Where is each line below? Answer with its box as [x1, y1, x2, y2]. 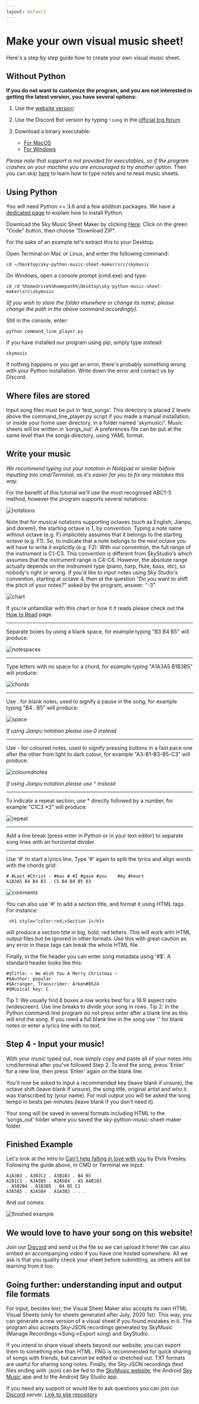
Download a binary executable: [14, 128, 91, 135]
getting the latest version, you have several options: [6, 93, 137, 100]
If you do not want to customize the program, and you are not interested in [6, 87, 192, 94]
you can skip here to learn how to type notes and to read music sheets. [6, 170, 179, 177]
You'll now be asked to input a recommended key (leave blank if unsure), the [6, 1079, 193, 1086]
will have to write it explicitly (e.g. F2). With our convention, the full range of [6, 544, 191, 551]
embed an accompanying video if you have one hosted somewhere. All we [6, 1250, 188, 1257]
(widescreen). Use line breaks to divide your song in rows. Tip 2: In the [6, 1003, 179, 1010]
